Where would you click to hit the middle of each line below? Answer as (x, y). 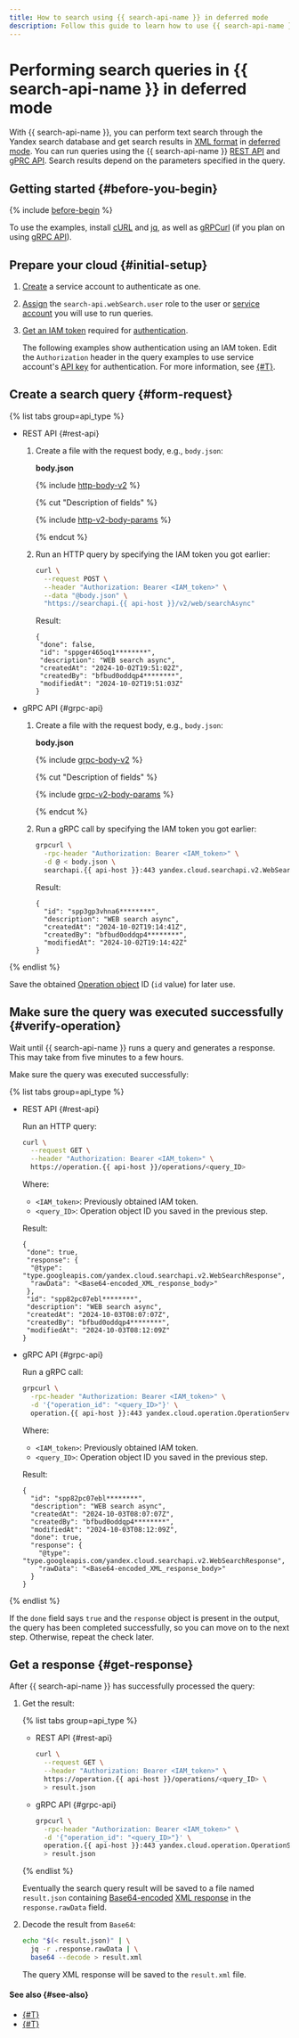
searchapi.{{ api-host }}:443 (99, 870)
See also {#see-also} (49, 1995)
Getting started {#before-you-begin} (113, 188)
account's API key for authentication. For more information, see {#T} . (149, 367)
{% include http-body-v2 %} (88, 485)
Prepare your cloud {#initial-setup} (109, 265)
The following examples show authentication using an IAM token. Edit (149, 348)
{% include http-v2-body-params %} (103, 520)
